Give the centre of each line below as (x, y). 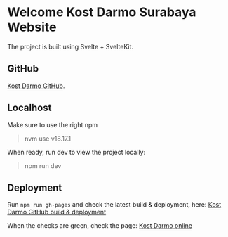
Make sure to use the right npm (53, 124)
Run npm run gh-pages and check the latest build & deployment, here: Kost (114, 205)
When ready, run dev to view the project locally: (76, 152)
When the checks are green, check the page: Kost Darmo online (100, 226)
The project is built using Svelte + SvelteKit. (71, 46)
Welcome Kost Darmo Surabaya (102, 12)
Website (32, 27)
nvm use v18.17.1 (48, 139)
